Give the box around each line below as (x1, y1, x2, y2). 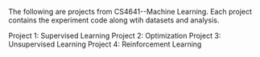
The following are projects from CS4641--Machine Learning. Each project (8, 7, 252, 16)
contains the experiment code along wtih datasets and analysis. (8, 15, 220, 25)
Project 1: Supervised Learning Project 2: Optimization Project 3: (8, 31, 221, 40)
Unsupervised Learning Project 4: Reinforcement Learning (8, 39, 202, 49)
